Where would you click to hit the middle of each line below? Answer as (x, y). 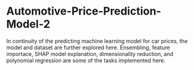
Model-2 (28, 24)
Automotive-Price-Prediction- (84, 11)
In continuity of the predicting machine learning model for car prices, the (97, 41)
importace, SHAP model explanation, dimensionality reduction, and (90, 54)
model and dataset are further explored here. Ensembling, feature (88, 47)
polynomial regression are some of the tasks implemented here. (86, 60)
